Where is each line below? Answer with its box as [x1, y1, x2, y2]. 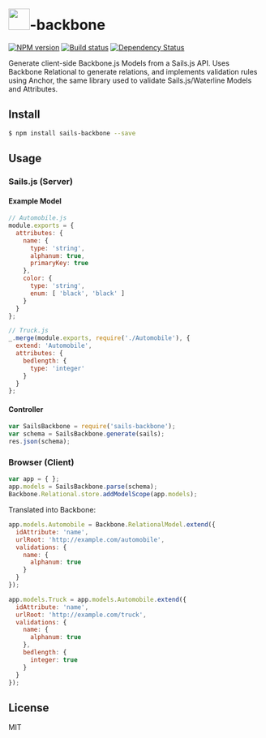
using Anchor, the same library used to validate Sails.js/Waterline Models [8, 75, 252, 85]
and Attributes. [8, 84, 58, 93]
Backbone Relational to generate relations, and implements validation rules [8, 67, 258, 76]
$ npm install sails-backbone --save [8, 129, 136, 137]
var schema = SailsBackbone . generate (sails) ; [8, 430, 165, 438]
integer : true [29, 655, 79, 664]
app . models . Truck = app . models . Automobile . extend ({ [8, 595, 187, 603]
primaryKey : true [29, 260, 89, 268]
